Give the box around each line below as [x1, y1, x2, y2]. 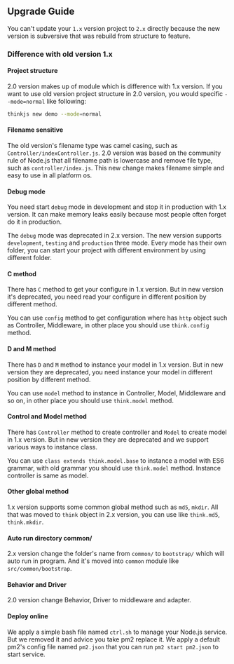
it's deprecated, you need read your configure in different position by [7, 292, 207, 301]
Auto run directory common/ [7, 534, 92, 542]
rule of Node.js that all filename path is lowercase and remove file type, [7, 156, 213, 165]
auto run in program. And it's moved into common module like [7, 557, 179, 565]
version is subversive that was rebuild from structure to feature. [7, 32, 191, 40]
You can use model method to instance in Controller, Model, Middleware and [7, 388, 226, 397]
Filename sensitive [7, 126, 64, 134]
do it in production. [7, 217, 62, 226]
